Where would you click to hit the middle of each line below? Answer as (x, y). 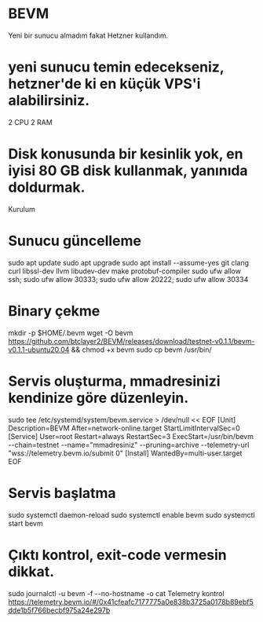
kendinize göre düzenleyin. (99, 398)
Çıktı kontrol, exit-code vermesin (118, 555)
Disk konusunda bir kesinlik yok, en (126, 154)
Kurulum (22, 209)
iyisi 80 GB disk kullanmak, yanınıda (128, 171)
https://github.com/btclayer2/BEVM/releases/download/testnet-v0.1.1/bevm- (131, 341)
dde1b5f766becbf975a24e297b (59, 610)
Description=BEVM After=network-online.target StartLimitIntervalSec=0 (124, 428)
